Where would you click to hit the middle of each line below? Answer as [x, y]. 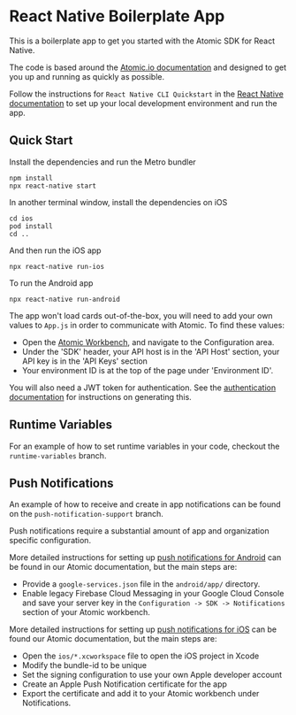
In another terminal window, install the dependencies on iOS [118, 202]
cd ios [21, 219]
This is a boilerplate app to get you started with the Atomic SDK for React [142, 41]
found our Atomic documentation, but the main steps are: [114, 639]
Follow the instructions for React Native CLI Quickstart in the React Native [147, 94]
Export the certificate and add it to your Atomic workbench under [140, 694]
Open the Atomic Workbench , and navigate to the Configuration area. [148, 342]
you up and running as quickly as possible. [87, 76]
